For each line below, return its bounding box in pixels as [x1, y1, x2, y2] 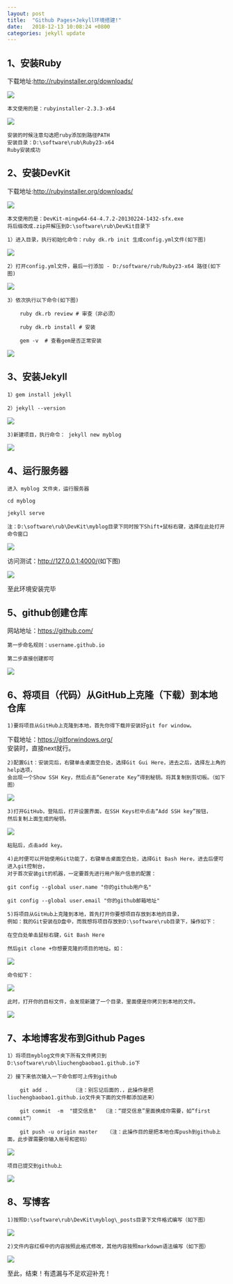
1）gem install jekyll [7, 391, 72, 398]
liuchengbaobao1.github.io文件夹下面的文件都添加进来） [7, 1094, 158, 1101]
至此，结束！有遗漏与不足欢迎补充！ [7, 1269, 111, 1277]
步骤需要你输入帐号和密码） [22, 1136, 90, 1143]
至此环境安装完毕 [7, 585, 56, 593]
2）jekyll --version [7, 405, 66, 412]
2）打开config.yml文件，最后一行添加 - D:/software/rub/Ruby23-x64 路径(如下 [7, 263, 221, 270]
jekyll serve [7, 509, 45, 516]
